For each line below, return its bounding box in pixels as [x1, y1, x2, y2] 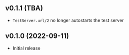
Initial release [12, 45, 40, 51]
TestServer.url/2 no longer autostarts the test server [12, 17, 124, 23]
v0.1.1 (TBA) [5, 4, 43, 12]
